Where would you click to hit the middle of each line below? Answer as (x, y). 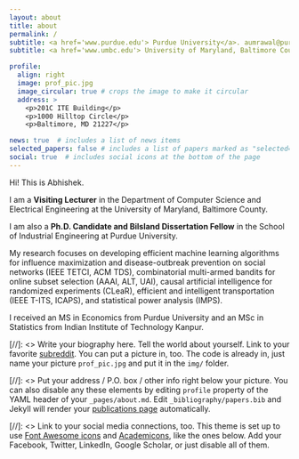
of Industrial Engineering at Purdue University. (93, 236)
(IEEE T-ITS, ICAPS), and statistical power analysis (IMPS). (116, 300)
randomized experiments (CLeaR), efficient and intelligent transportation (142, 291)
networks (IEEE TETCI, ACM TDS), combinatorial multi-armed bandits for (142, 271)
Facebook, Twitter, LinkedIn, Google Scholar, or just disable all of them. (139, 445)
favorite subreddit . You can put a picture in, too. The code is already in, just (147, 353)
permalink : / (33, 34)
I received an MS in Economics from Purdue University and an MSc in (137, 318)
